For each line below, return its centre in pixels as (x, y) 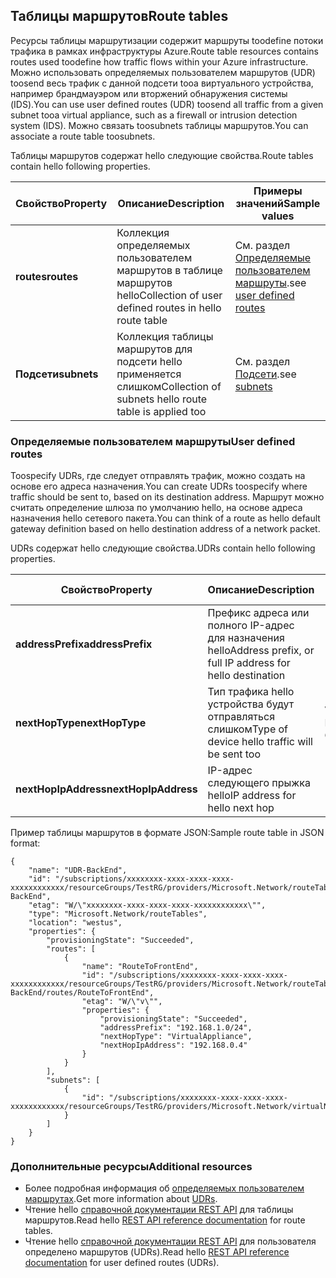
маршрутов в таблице (169, 270)
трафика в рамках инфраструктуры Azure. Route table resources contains (164, 51)
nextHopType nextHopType (81, 723)
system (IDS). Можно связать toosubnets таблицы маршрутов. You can (159, 125)
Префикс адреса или (258, 613)
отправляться (241, 717)
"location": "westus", (75, 923)
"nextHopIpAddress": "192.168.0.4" (173, 1045)
